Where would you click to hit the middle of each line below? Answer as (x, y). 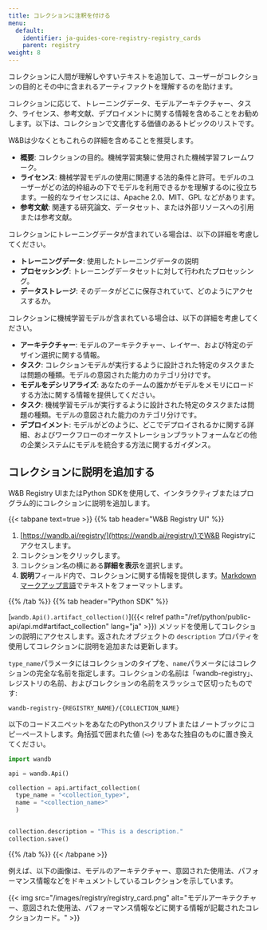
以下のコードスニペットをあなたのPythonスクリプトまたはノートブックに (128, 724)
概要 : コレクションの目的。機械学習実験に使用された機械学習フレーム (133, 157)
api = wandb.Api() (39, 774)
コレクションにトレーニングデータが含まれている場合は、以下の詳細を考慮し (134, 234)
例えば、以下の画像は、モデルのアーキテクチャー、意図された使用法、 (123, 870)
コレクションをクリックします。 (72, 555)
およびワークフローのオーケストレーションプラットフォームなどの (142, 435)
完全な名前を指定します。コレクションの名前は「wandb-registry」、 (146, 673)
